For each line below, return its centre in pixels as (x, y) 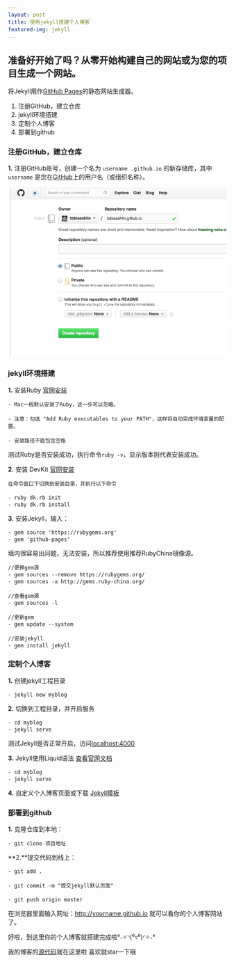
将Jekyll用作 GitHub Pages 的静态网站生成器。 (73, 91)
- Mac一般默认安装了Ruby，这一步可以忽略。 (63, 404)
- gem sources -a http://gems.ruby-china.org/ (76, 581)
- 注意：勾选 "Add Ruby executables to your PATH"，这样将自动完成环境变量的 (114, 419)
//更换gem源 (24, 567)
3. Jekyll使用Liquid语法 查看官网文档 (60, 758)
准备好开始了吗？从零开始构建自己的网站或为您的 (113, 60)
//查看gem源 (24, 596)
